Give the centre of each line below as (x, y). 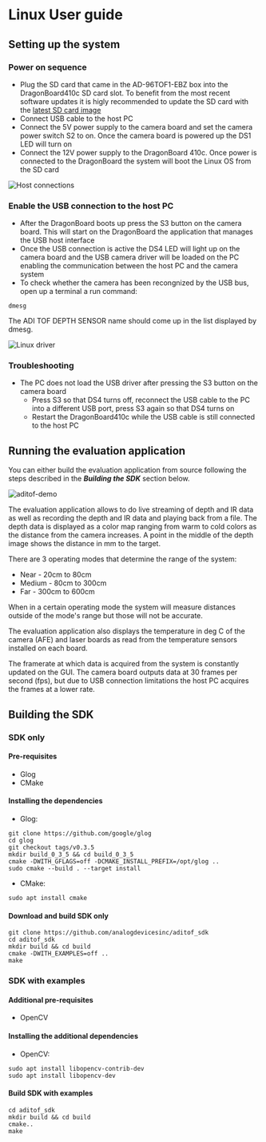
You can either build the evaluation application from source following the (127, 470)
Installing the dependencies (56, 801)
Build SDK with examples (51, 1093)
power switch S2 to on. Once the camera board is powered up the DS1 (135, 135)
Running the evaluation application (97, 450)
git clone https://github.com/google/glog (80, 834)
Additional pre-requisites (51, 999)
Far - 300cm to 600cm (58, 592)
